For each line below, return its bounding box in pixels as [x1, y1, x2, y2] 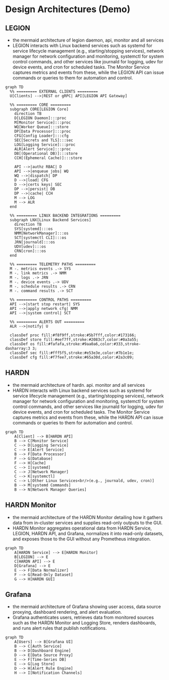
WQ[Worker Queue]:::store [14, 125, 69, 130]
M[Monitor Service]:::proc [14, 120, 71, 125]
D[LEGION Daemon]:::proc [14, 115, 67, 121]
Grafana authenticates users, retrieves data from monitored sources [12, 614, 154, 621]
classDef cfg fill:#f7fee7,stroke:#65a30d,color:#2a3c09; [10, 355, 135, 360]
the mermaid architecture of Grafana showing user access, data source [12, 604, 161, 610]
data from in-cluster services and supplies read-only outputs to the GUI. [12, 519, 163, 526]
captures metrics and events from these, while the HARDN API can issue [12, 414, 163, 420]
